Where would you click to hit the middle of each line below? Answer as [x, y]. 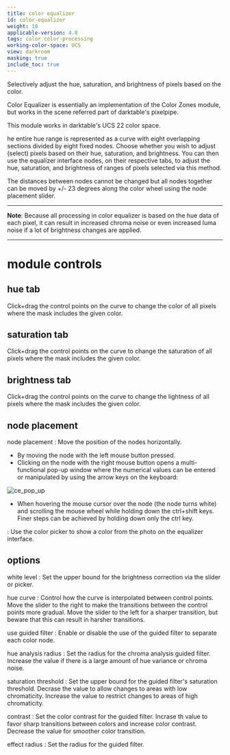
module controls [55, 264]
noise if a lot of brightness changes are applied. [74, 230]
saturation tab [38, 335]
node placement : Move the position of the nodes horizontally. [94, 442]
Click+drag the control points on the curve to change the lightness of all [108, 397]
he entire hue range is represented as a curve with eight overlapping [104, 139]
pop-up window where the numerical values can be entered [131, 470]
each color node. [31, 640]
